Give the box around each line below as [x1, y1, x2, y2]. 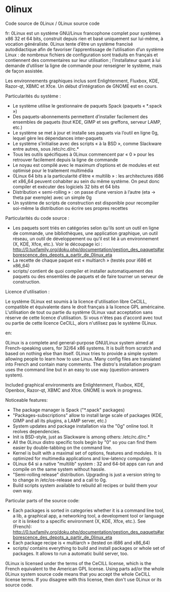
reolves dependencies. [12, 428, 61, 434]
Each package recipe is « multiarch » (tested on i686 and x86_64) [12, 539, 151, 546]
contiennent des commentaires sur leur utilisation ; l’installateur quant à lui [5, 57, 161, 63]
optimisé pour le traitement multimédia [12, 167, 94, 173]
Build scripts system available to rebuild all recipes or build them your [12, 482, 158, 488]
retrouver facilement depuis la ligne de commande [12, 156, 118, 163]
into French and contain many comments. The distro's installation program [5, 361, 161, 367]
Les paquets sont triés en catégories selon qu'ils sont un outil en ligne [12, 225, 159, 231]
